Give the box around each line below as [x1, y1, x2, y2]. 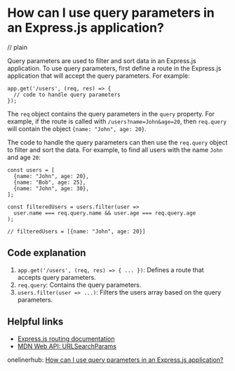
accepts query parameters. [17, 273, 96, 281]
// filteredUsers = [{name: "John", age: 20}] [7, 228, 146, 235]
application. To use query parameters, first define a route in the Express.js [7, 64, 222, 72]
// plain [7, 43, 28, 51]
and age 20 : [7, 153, 41, 161]
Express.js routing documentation [17, 335, 115, 343]
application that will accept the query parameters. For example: [7, 72, 190, 80]
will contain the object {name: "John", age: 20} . [7, 124, 147, 133]
